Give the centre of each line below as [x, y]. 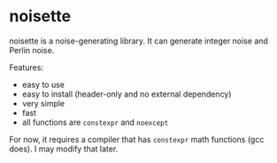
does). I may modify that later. [64, 149]
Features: [27, 67]
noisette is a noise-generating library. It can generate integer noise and [138, 41]
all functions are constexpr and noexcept [95, 122]
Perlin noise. [32, 50]
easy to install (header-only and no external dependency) [127, 94]
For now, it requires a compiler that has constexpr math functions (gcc [137, 139]
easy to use [43, 84]
